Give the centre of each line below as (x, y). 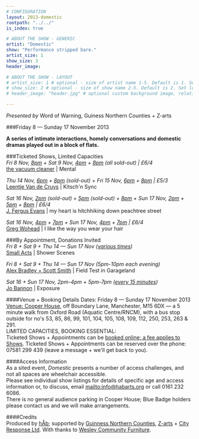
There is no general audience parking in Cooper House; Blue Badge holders (99, 399)
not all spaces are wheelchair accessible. (56, 374)
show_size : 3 (22, 61)
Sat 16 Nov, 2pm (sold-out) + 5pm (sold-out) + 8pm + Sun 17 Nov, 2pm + (95, 198)
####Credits (22, 417)
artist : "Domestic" (30, 44)
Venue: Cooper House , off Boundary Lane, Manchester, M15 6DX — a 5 (93, 306)
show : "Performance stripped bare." (51, 50)
